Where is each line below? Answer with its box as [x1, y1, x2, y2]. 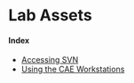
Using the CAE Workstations [20, 64, 125, 75]
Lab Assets [8, 5, 92, 26]
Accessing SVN [20, 55, 79, 65]
